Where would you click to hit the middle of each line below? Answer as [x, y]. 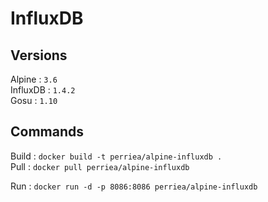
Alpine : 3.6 [34, 79]
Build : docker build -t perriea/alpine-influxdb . [116, 156]
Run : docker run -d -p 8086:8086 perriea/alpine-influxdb [134, 186]
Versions [39, 55]
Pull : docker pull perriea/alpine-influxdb [100, 166]
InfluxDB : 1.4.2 [43, 90]
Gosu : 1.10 [34, 100]
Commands [47, 132]
